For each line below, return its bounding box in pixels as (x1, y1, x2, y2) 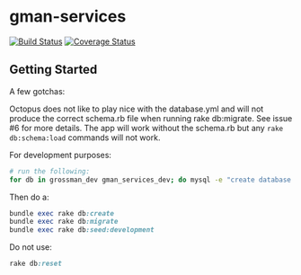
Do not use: (9, 242, 52, 253)
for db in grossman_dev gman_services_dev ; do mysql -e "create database (9, 175, 292, 184)
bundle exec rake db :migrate (9, 217, 119, 226)
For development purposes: (9, 149, 112, 160)
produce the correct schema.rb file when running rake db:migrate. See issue (9, 112, 293, 123)
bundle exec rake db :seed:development (9, 226, 155, 235)
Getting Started (9, 62, 98, 77)
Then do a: (9, 191, 49, 202)
